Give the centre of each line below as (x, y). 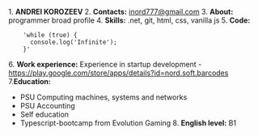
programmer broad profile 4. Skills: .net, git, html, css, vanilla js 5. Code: (129, 20)
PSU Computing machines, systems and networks (104, 97)
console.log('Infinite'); (73, 42)
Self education (44, 114)
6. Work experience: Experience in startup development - (105, 64)
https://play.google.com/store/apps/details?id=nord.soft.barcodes (118, 73)
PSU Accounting (47, 106)
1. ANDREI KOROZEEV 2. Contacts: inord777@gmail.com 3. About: (121, 12)
